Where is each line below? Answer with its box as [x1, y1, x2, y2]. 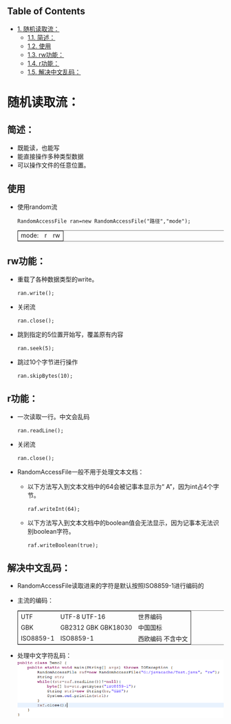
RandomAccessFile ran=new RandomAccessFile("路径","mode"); [16, 217, 191, 225]
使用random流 [16, 203, 58, 211]
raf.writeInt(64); [27, 505, 80, 512]
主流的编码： [16, 596, 54, 605]
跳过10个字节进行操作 [16, 358, 78, 366]
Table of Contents [7, 6, 86, 17]
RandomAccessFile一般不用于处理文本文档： [16, 467, 144, 476]
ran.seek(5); [16, 345, 55, 352]
